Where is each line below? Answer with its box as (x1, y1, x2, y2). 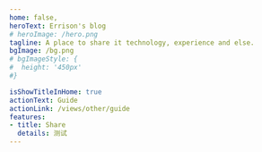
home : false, (9, 13, 58, 22)
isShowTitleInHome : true (9, 87, 102, 97)
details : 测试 (17, 129, 67, 139)
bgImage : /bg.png (9, 46, 74, 55)
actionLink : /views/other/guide (9, 104, 130, 113)
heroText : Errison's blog (9, 21, 106, 30)
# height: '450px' (9, 63, 83, 72)
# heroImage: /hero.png (9, 30, 99, 38)
